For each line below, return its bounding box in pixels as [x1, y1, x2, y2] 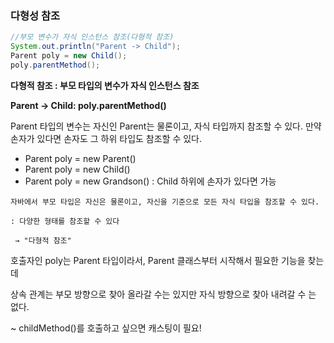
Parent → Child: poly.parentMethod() [10, 99, 167, 111]
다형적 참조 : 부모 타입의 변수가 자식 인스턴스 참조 [10, 79, 200, 91]
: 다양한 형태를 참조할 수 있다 [10, 216, 120, 226]
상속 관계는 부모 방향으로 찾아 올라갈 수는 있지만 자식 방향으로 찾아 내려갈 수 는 [10, 288, 317, 300]
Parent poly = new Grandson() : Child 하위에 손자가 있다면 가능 [24, 175, 277, 187]
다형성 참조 [10, 8, 61, 22]
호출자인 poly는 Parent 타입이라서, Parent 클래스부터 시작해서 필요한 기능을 [10, 254, 306, 266]
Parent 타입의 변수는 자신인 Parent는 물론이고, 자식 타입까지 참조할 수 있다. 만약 [10, 120, 322, 132]
